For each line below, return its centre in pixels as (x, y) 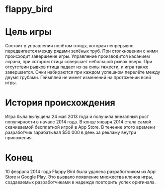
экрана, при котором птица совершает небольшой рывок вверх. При (79, 62)
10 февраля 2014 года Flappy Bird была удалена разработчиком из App (80, 172)
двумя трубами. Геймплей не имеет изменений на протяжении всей (78, 78)
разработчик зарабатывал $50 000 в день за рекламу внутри (71, 132)
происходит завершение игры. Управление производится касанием (78, 56)
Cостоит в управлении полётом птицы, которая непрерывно (69, 46)
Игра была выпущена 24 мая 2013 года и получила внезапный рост (77, 117)
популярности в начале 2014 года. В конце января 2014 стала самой (78, 122)
